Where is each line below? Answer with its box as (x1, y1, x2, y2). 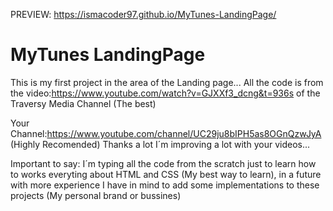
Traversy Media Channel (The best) (10, 97, 157, 109)
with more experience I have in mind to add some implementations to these (10, 179, 320, 191)
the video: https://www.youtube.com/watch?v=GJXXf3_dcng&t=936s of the (10, 87, 321, 99)
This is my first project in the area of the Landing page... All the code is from (10, 76, 324, 88)
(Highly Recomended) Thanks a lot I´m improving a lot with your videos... (10, 138, 311, 150)
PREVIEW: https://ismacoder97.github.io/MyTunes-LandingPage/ (10, 9, 277, 20)
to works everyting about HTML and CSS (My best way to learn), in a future (10, 168, 322, 180)
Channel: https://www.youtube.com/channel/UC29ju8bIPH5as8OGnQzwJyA (10, 127, 322, 139)
